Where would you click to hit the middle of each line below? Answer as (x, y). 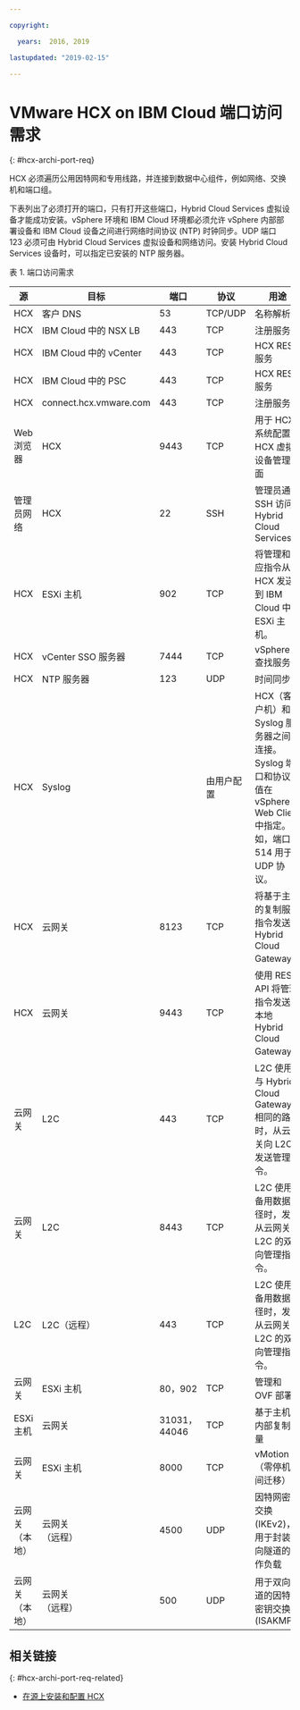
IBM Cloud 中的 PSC (84, 381)
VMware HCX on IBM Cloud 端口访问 (146, 112)
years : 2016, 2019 (54, 41)
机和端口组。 (33, 190)
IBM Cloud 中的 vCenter (92, 353)
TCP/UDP (226, 314)
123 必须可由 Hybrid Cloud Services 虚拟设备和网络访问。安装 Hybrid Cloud (149, 242)
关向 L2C (273, 1144)
